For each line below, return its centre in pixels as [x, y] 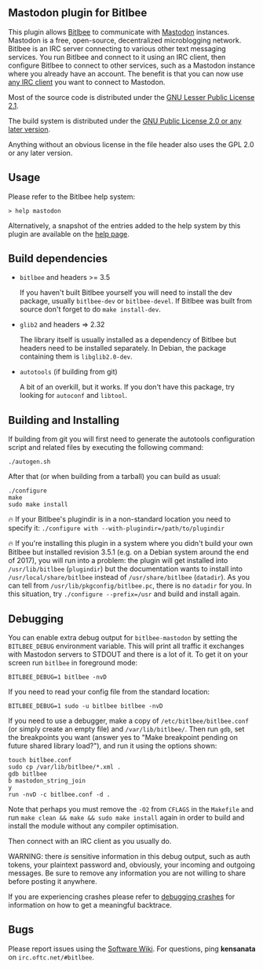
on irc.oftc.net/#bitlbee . [51, 957]
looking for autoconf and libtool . [73, 396]
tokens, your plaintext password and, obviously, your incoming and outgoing [131, 865]
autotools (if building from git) [68, 372]
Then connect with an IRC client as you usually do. [90, 842]
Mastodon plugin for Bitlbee [78, 13]
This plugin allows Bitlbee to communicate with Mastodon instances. [119, 31]
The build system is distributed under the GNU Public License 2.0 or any [125, 120]
